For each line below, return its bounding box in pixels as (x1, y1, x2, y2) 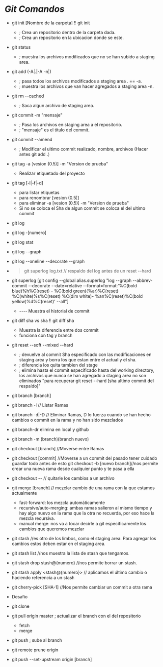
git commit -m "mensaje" (11, 112, 63, 118)
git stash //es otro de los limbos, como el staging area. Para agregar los (11, 535, 157, 541)
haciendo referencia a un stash (11, 574, 75, 581)
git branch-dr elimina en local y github (11, 426, 89, 432)
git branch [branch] (11, 392, 51, 398)
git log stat (11, 239, 34, 245)
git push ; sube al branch (11, 637, 62, 643)
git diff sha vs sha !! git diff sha (11, 317, 74, 323)
